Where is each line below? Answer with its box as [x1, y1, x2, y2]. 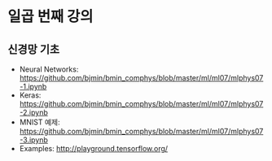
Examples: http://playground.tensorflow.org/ [19, 144, 169, 153]
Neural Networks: [19, 64, 79, 74]
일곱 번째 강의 [7, 7, 94, 26]
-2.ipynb [19, 107, 48, 117]
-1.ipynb [19, 82, 47, 91]
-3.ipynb [19, 135, 48, 145]
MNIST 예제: [19, 117, 60, 127]
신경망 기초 [7, 42, 60, 56]
